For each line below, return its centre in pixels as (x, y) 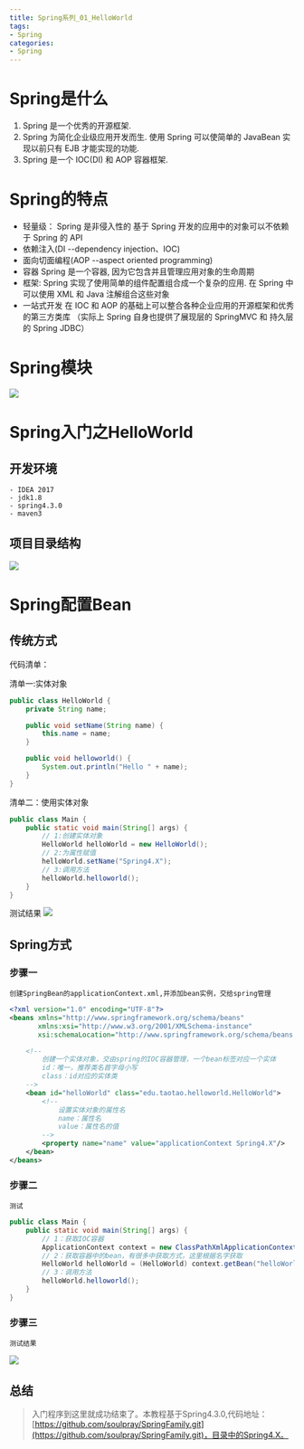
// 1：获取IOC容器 (73, 1239)
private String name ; (66, 709)
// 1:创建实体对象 (72, 836)
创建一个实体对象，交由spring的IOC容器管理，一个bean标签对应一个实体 (159, 1059)
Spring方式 (41, 945)
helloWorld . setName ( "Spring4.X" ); (107, 861)
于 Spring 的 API (52, 237)
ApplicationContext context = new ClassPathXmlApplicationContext (170, 1247)
